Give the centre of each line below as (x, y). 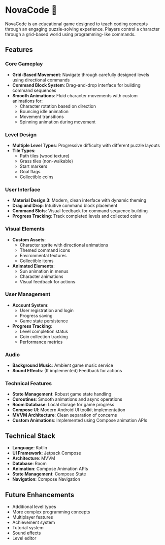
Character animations (41, 276)
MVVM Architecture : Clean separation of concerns (65, 415)
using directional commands (41, 80)
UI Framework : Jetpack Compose (47, 453)
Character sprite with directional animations (64, 245)
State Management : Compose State (49, 474)
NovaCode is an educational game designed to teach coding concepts (77, 24)
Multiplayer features (33, 517)
